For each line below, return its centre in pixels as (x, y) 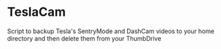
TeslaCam (37, 12)
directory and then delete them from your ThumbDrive (84, 38)
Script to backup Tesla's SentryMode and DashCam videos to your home (111, 31)
